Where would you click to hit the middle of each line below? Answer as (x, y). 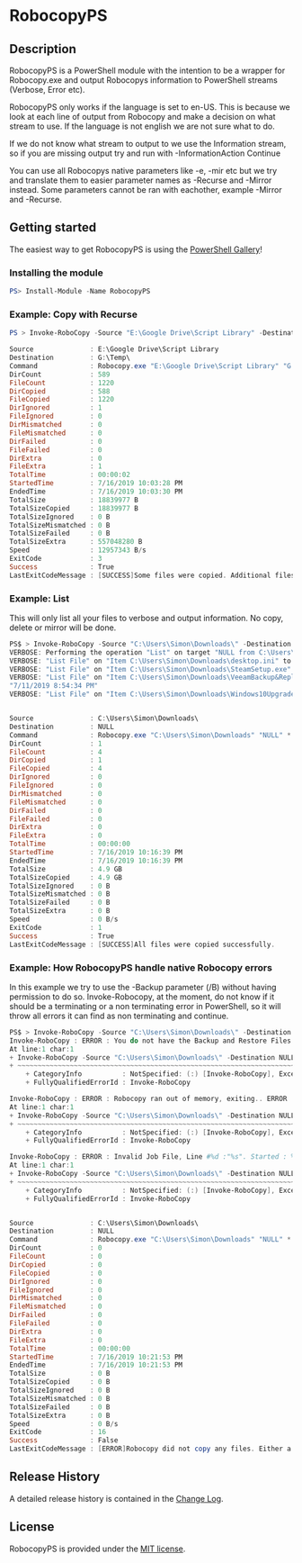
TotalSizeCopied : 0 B (60, 1382)
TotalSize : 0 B (60, 1374)
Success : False (64, 1441)
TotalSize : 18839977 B (74, 500)
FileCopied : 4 (56, 769)
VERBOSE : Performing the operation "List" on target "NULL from (132, 652)
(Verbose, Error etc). (47, 90)
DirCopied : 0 (56, 1265)
